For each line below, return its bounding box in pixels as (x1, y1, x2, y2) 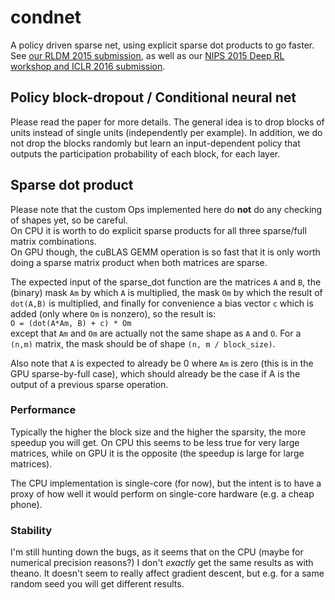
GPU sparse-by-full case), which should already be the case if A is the (10, 367, 301, 380)
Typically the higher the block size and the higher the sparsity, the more (10, 426, 307, 438)
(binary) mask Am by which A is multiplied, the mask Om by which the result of (10, 286, 323, 298)
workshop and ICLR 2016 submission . (10, 60, 166, 72)
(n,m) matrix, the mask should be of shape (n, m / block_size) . (10, 337, 276, 350)
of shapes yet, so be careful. (10, 214, 128, 226)
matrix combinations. (10, 235, 97, 247)
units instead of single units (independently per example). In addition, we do (10, 126, 323, 138)
